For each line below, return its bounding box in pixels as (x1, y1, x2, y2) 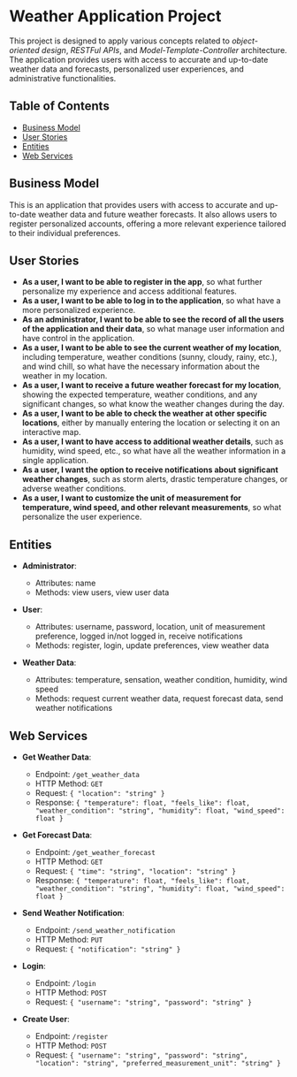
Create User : (21, 1014, 70, 1024)
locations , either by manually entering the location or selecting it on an (21, 417, 280, 428)
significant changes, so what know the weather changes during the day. (21, 399, 285, 409)
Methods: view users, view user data (34, 587, 170, 598)
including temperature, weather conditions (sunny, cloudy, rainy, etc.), (21, 352, 278, 363)
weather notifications (34, 703, 113, 714)
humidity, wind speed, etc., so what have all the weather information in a (21, 446, 286, 456)
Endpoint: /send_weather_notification (34, 925, 176, 935)
